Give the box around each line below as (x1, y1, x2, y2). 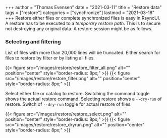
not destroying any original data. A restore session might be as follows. (5, 26, 153, 32)
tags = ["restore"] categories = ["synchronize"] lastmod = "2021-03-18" (5, 10, 155, 16)
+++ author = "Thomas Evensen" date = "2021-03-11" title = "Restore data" (5, 5, 162, 10)
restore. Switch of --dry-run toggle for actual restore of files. (5, 101, 132, 107)
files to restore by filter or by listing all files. (5, 55, 95, 61)
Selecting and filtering (5, 38, 61, 45)
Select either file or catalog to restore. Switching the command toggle (5, 91, 150, 97)
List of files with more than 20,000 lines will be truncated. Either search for (5, 50, 160, 56)
